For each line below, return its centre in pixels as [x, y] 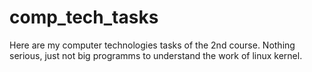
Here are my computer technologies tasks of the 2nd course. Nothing [152, 45]
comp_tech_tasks [84, 17]
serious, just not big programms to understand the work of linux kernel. [156, 55]
